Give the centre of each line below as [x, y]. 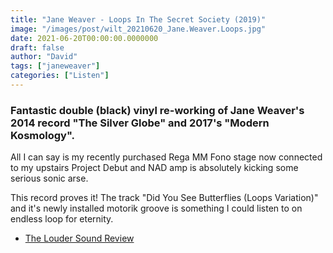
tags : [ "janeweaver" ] [55, 66]
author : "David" [44, 57]
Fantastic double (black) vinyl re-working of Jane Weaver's [157, 110]
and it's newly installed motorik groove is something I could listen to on [156, 208]
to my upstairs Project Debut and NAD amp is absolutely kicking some [154, 168]
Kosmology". [42, 135]
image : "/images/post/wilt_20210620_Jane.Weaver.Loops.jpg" [138, 29]
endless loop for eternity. [62, 219]
